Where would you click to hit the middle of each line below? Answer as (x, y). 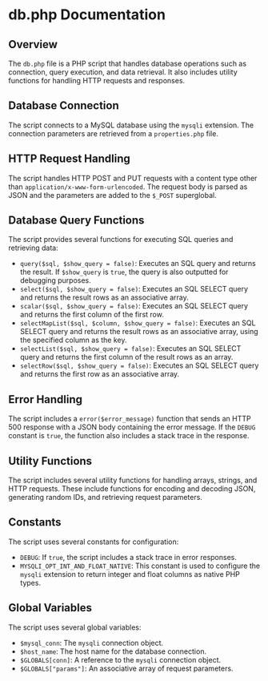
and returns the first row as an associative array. (100, 374)
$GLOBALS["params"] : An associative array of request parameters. (126, 668)
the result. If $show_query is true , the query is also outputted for (124, 272)
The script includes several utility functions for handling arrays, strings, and (133, 480)
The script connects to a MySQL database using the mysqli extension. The (131, 125)
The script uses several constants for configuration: (94, 542)
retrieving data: (33, 248)
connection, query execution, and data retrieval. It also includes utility (123, 72)
